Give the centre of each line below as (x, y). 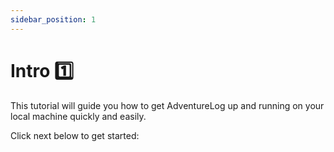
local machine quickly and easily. (78, 116)
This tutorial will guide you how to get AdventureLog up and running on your (167, 105)
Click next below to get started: (75, 135)
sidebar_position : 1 (53, 19)
